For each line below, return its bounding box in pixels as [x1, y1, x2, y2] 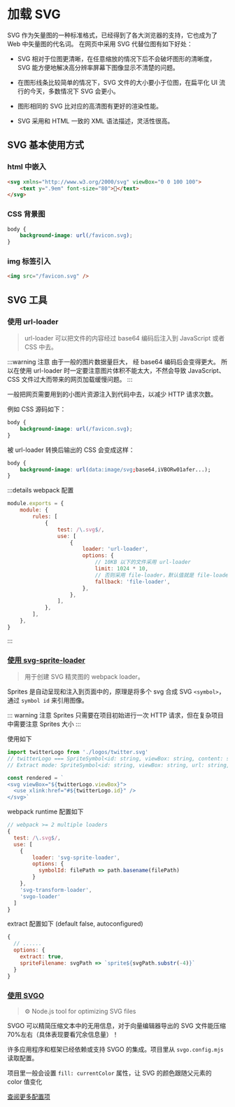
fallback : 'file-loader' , [94, 578, 171, 585]
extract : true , [20, 954, 64, 961]
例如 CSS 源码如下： [7, 405, 66, 413]
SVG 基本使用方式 [7, 139, 85, 151]
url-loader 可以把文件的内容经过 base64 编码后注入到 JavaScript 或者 [24, 334, 225, 343]
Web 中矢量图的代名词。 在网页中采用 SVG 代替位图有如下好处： [7, 39, 194, 48]
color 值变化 [7, 1077, 43, 1086]
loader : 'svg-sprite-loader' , [32, 854, 120, 861]
